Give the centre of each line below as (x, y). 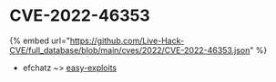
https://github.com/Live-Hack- (127, 41)
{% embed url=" (40, 41)
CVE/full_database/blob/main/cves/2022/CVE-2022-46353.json (130, 50)
